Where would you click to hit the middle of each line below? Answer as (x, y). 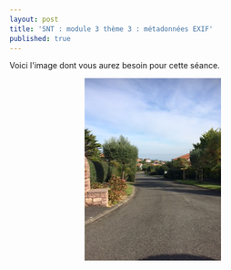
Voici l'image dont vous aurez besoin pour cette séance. (115, 66)
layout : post (34, 19)
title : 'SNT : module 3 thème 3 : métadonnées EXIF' (111, 29)
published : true (40, 38)
